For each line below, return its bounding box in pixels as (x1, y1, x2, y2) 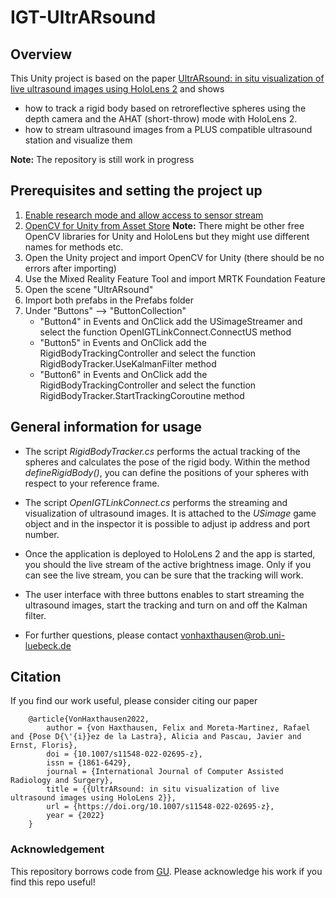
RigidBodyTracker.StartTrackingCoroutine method (39, 389, 245, 401)
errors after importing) (24, 262, 117, 274)
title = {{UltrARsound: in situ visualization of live (46, 784, 280, 795)
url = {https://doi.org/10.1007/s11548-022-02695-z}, (46, 802, 275, 812)
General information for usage (10, 419, 203, 436)
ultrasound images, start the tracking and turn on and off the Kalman (24, 599, 308, 611)
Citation (10, 669, 62, 686)
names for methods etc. (24, 241, 124, 253)
